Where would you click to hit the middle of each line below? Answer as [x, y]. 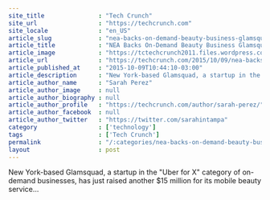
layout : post [64, 150]
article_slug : [55, 38]
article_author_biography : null [64, 98]
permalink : [55, 142]
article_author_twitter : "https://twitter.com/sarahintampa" [118, 120]
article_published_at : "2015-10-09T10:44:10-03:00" [106, 68]
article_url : [55, 61]
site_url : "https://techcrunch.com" [100, 23]
